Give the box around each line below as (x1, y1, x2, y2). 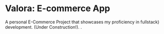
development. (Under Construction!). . (5, 24, 82, 30)
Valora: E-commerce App (5, 3, 110, 14)
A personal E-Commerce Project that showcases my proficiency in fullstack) (5, 19, 160, 25)
